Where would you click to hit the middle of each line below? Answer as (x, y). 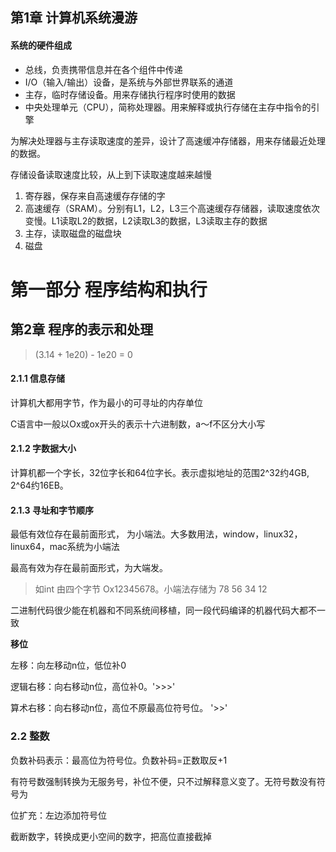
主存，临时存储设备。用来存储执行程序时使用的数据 (130, 94)
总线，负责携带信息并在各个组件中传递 (103, 69)
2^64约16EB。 (39, 485)
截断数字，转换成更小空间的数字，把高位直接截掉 (111, 836)
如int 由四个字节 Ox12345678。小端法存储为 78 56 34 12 (151, 589)
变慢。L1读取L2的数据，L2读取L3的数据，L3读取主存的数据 (146, 220)
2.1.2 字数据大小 (43, 449)
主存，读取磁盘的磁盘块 (73, 233)
